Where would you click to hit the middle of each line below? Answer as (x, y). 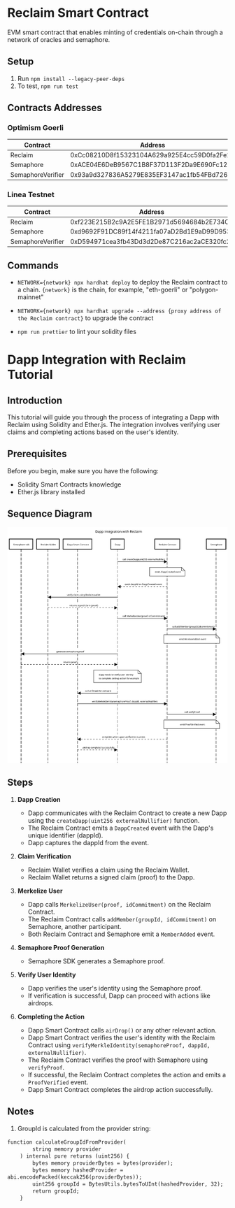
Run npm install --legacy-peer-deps (71, 78)
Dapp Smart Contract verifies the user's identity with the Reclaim (121, 1037)
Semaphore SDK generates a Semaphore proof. (97, 961)
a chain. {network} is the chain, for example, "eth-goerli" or (102, 290)
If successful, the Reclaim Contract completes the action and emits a (127, 1074)
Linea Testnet (31, 195)
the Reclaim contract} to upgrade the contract (85, 318)
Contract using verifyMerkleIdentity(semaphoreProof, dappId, (119, 1045)
